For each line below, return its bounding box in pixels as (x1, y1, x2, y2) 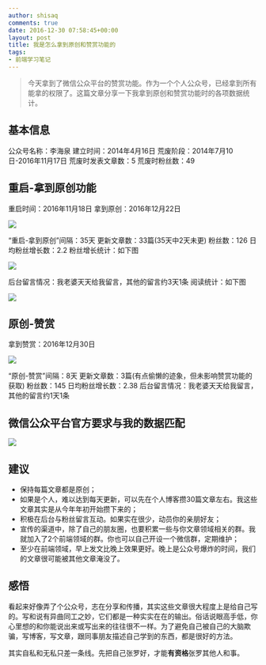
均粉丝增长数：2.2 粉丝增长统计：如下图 (8, 245, 139, 255)
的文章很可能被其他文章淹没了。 (19, 554, 124, 563)
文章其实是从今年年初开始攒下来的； (19, 504, 139, 514)
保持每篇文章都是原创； (19, 484, 97, 494)
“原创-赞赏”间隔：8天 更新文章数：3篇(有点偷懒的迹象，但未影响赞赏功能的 (8, 371, 253, 380)
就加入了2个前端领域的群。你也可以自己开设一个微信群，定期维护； (19, 534, 240, 543)
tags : (8, 48, 26, 56)
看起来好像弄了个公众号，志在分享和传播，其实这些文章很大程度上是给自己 (8, 602, 251, 611)
